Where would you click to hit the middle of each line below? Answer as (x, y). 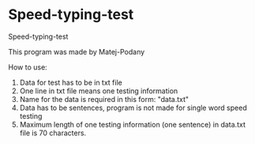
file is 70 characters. (53, 133)
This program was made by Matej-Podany (77, 51)
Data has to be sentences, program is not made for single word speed (133, 108)
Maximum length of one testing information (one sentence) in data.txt (133, 124)
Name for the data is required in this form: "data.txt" (104, 99)
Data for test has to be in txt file (71, 82)
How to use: (28, 67)
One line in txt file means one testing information (99, 91)
